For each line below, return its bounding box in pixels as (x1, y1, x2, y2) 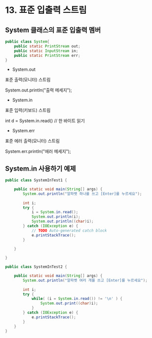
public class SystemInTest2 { (5, 264, 68, 270)
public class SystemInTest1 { (5, 178, 68, 183)
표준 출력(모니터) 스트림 (5, 77, 51, 83)
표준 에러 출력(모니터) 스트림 (5, 138, 60, 144)
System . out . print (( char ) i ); (40, 301, 98, 306)
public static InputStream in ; (14, 48, 78, 53)
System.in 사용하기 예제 (5, 164, 76, 173)
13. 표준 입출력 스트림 (5, 4, 87, 16)
